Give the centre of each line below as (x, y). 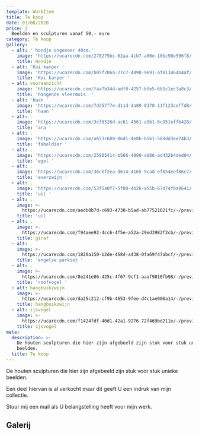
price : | (17, 28)
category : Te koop (29, 39)
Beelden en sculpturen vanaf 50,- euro (61, 34)
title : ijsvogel (37, 326)
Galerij (19, 425)
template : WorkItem (30, 12)
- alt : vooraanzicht (37, 84)
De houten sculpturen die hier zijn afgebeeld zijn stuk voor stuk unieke (92, 371)
